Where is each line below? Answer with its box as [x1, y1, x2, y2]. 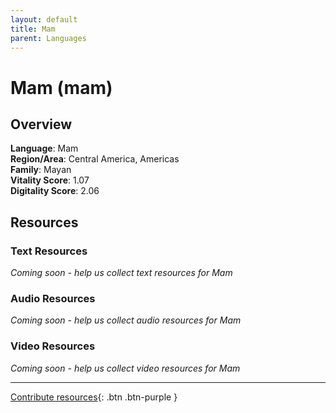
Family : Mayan [10, 164, 72, 176]
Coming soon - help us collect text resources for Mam [10, 267, 233, 279]
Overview [10, 116, 73, 133]
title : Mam [10, 24, 56, 34]
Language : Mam [10, 142, 79, 155]
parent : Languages [10, 33, 87, 43]
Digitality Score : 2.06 [10, 185, 100, 197]
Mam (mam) [10, 76, 113, 99]
